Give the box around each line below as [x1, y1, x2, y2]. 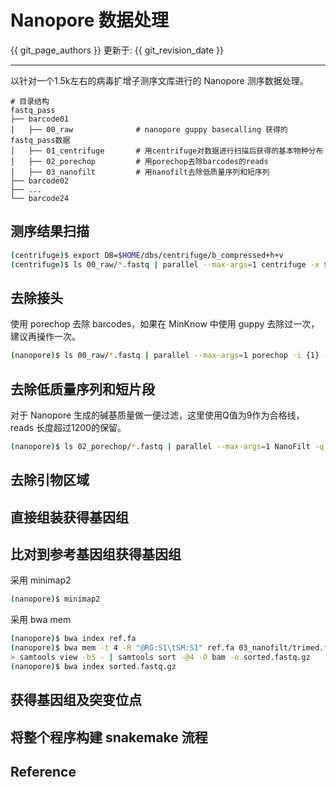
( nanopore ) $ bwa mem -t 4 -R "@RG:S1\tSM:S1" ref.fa [10, 643, 235, 653]
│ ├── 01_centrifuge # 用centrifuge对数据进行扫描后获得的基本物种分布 [10, 146, 324, 156]
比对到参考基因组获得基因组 [10, 546, 182, 563]
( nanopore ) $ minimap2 [10, 594, 101, 605]
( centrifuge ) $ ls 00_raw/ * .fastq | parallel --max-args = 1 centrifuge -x [10, 259, 320, 270]
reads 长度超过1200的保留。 [10, 422, 127, 433]
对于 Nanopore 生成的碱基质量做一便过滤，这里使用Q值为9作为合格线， [10, 409, 305, 421]
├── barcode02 [10, 176, 70, 186]
